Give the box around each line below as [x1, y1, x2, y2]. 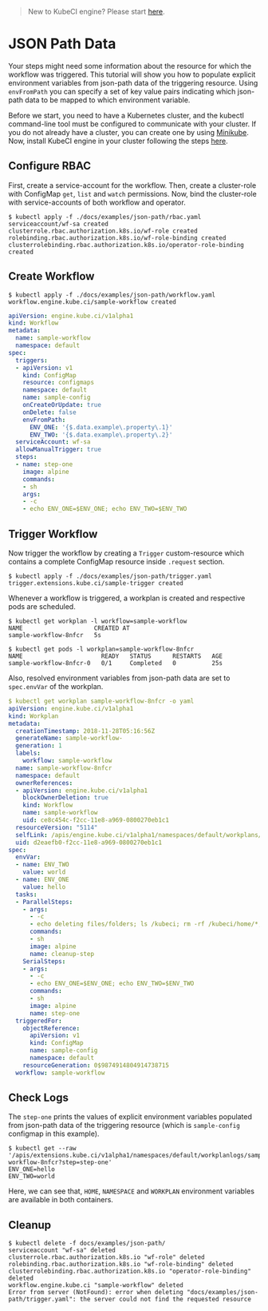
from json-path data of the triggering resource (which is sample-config [8, 1121, 241, 1130]
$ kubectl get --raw [8, 1145, 77, 1153]
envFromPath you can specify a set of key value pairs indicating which [8, 86, 236, 96]
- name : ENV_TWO [15, 861, 69, 869]
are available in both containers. [8, 1195, 114, 1205]
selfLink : [15, 831, 48, 839]
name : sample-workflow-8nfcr [15, 763, 112, 772]
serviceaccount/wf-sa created [8, 220, 109, 228]
